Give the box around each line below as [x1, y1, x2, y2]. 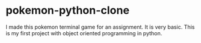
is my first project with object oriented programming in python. [5, 29, 162, 36]
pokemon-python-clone [5, 4, 130, 17]
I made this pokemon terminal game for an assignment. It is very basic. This [5, 23, 195, 30]
